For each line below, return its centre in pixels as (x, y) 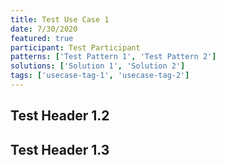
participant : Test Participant (75, 47)
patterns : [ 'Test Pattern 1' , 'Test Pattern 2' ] (113, 57)
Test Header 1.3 (60, 149)
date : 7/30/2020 (44, 29)
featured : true (42, 38)
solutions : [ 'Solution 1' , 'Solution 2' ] (98, 66)
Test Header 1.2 (60, 116)
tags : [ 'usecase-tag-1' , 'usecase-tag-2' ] (100, 76)
